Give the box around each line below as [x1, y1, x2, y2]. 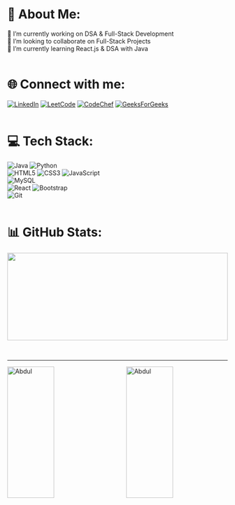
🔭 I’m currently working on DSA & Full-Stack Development [7, 29, 174, 38]
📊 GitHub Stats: [7, 224, 103, 240]
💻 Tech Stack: [7, 133, 94, 149]
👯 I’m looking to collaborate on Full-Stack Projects [7, 36, 151, 45]
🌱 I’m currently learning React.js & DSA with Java [7, 44, 148, 53]
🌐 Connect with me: [7, 76, 126, 92]
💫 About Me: [7, 6, 81, 22]
